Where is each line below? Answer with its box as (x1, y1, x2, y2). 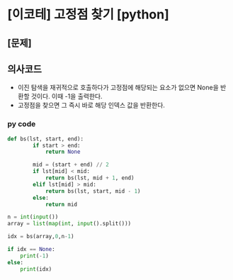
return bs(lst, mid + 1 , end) (45, 174, 135, 181)
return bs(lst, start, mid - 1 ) (45, 187, 141, 195)
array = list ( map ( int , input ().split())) (7, 220, 132, 228)
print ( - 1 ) (20, 252, 50, 259)
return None (45, 148, 81, 156)
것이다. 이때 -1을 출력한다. (30, 92, 103, 101)
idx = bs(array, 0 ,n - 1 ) (7, 233, 74, 240)
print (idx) (20, 265, 52, 273)
